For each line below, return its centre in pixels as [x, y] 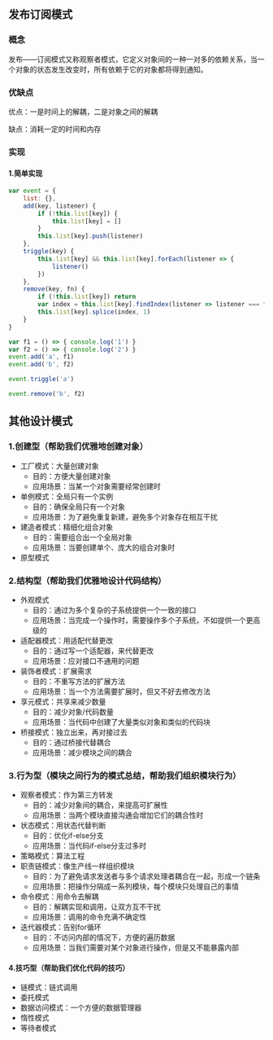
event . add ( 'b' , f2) [41, 365]
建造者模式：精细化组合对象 [67, 527]
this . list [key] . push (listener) [91, 236]
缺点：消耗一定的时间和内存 [55, 129]
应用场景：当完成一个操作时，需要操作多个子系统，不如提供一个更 [143, 620]
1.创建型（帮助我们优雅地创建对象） [78, 446]
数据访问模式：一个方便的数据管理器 [81, 1007]
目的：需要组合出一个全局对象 [82, 537]
